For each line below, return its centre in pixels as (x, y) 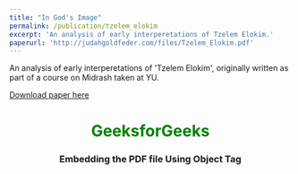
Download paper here (49, 95)
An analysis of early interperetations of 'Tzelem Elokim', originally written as (149, 68)
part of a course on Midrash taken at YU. (84, 78)
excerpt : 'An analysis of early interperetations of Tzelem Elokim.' (142, 34)
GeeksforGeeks (150, 131)
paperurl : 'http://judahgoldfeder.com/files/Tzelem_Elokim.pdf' (132, 43)
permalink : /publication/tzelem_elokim (84, 26)
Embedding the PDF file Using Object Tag (150, 160)
